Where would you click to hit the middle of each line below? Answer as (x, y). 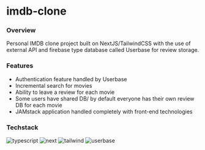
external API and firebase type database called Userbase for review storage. (103, 50)
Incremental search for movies (54, 85)
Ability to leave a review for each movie (65, 92)
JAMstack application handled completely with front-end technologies (104, 112)
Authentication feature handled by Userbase (71, 79)
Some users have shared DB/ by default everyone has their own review (105, 98)
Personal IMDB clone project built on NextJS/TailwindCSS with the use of (99, 43)
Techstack (22, 127)
